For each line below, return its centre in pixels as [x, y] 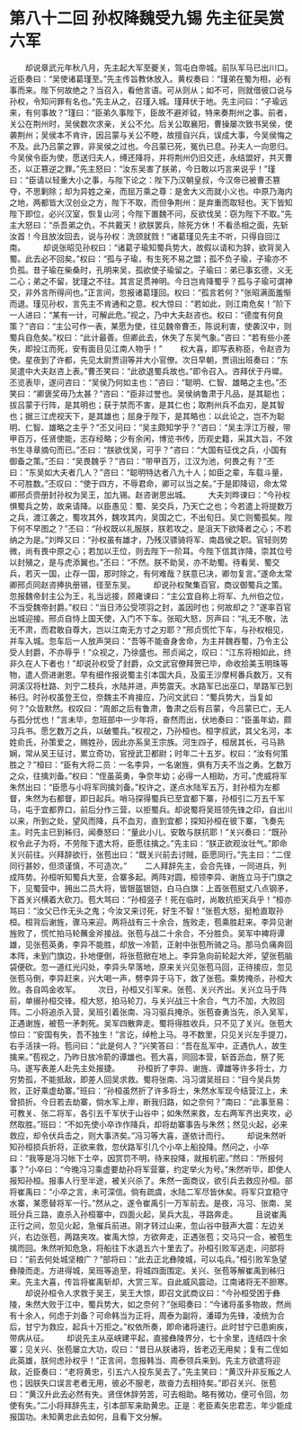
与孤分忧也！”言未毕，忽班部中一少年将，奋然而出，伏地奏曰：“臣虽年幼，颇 [151, 719]
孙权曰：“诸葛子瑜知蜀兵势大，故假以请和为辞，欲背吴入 [187, 247]
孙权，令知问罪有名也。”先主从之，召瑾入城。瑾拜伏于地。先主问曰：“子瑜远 [149, 101]
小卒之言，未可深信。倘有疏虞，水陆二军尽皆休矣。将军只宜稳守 [171, 1192]
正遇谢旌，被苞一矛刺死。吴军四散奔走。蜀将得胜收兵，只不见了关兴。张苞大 [151, 1023]
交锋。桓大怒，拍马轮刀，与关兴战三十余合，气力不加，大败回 [170, 1000]
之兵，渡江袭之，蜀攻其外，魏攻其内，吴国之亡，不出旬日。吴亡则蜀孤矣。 [147, 517]
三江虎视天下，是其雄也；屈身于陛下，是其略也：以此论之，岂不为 [155, 416]
